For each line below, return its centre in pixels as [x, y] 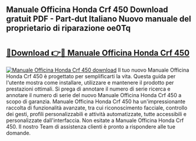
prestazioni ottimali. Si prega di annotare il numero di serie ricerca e [88, 89]
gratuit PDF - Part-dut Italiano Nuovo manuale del [99, 19]
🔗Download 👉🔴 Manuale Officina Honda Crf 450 [98, 53]
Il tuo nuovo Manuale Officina [153, 70]
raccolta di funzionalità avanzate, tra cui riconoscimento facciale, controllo [97, 108]
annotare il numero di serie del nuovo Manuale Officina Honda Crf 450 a [94, 95]
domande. [19, 133]
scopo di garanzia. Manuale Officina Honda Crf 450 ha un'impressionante [96, 101]
